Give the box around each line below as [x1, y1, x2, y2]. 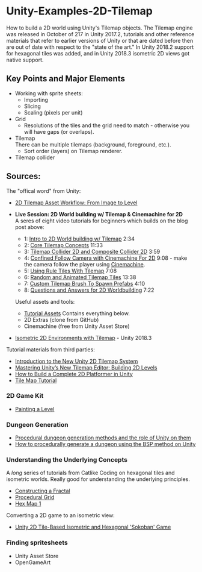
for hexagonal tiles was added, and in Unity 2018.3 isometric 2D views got [6, 49, 190, 57]
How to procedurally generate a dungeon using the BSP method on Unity [14, 441, 196, 448]
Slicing [23, 102, 41, 110]
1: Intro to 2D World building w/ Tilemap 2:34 [23, 235, 135, 242]
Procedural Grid [14, 494, 55, 501]
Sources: [6, 171, 41, 181]
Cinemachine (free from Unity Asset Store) [23, 322, 130, 330]
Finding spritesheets [6, 538, 68, 547]
